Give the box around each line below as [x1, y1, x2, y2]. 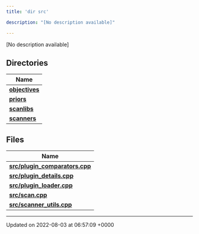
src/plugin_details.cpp [9, 172, 74, 180]
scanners [9, 114, 37, 123]
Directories [6, 57, 49, 68]
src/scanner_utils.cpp [9, 201, 72, 209]
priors [9, 95, 27, 104]
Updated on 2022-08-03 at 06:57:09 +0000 [6, 222, 114, 229]
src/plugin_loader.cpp [9, 181, 73, 190]
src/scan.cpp [9, 191, 47, 199]
